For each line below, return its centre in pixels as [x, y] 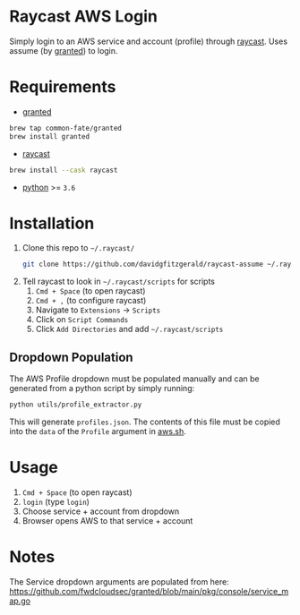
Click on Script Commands [82, 320]
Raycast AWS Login [84, 17]
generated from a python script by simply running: [102, 389]
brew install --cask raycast [64, 170]
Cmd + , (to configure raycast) [91, 301]
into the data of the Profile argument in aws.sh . [98, 431]
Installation [52, 223]
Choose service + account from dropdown [101, 511]
